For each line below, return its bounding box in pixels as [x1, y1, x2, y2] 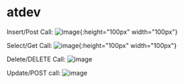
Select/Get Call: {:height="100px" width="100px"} [6, 41, 177, 49]
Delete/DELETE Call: [6, 54, 66, 64]
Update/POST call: [6, 68, 61, 77]
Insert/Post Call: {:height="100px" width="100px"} [6, 28, 178, 36]
